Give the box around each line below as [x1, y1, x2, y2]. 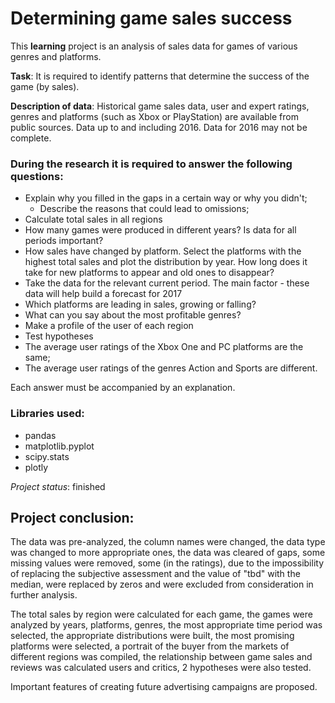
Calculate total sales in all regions [24, 213, 163, 226]
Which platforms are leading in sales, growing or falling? [24, 298, 257, 311]
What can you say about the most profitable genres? [24, 309, 242, 321]
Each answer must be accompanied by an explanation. [10, 382, 236, 394]
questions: [10, 169, 64, 183]
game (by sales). [10, 80, 80, 92]
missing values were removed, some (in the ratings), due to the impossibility [10, 557, 325, 569]
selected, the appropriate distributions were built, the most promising [10, 630, 295, 642]
